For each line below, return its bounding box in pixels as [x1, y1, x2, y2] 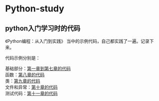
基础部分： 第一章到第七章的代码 [5, 66, 71, 71]
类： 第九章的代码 [5, 78, 40, 84]
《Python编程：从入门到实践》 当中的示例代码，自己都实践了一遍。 [5, 38, 141, 44]
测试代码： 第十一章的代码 [5, 91, 58, 96]
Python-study [5, 3, 65, 14]
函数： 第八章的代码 [5, 72, 45, 78]
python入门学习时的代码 [5, 24, 81, 32]
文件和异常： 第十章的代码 [5, 84, 58, 90]
